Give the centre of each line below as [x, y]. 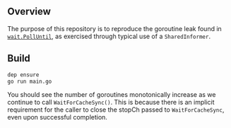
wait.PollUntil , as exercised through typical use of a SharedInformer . [109, 36]
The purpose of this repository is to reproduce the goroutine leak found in [115, 28]
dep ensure [23, 75]
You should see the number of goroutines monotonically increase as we [112, 95]
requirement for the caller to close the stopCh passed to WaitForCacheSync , [116, 110]
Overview [29, 12]
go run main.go [30, 81]
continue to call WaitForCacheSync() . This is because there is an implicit [111, 103]
